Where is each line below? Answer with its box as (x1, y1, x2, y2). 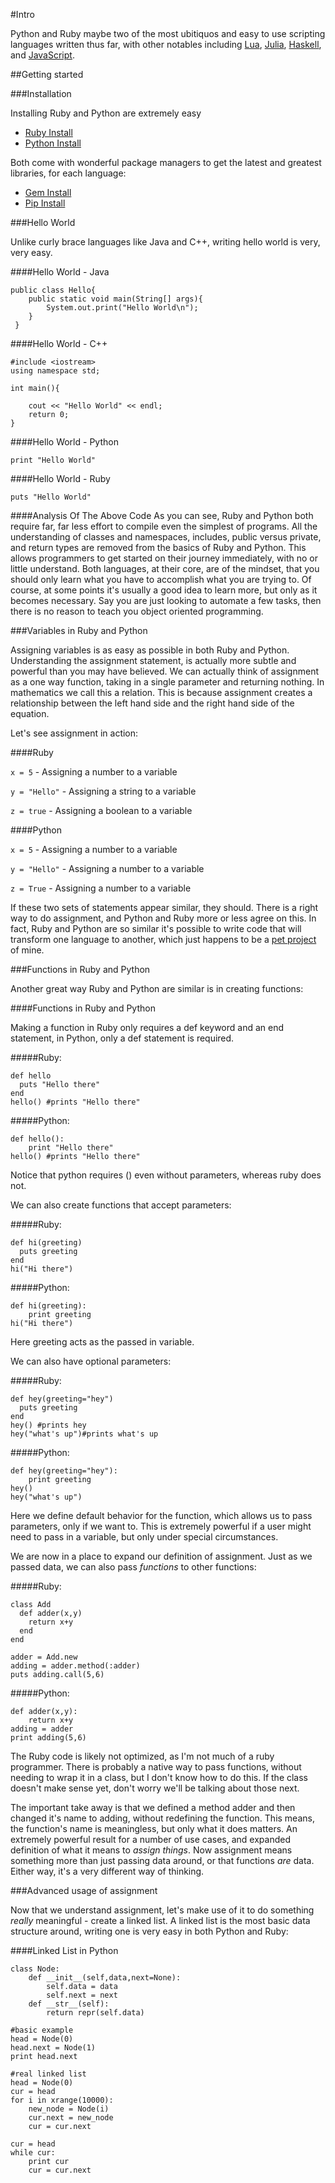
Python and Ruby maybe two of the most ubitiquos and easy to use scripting (10, 28, 326, 39)
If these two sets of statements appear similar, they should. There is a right (10, 902, 319, 913)
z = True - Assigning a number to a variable (10, 882, 192, 894)
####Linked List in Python (10, 1945, 119, 1956)
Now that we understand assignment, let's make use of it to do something (10, 1904, 315, 1916)
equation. (10, 708, 50, 719)
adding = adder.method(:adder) (10, 1661, 141, 1671)
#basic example (10, 2025, 74, 2035)
